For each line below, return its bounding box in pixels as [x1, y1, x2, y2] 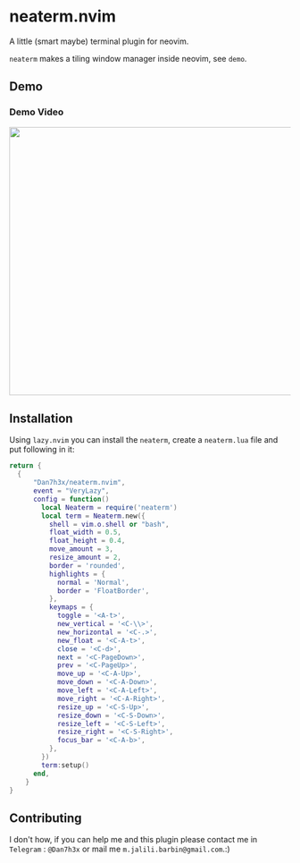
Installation [9, 411, 73, 427]
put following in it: [9, 444, 75, 455]
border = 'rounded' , [48, 561, 126, 570]
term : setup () [41, 760, 90, 770]
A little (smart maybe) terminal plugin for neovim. [9, 36, 189, 47]
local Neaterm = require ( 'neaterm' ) [41, 503, 178, 512]
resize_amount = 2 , [48, 553, 122, 563]
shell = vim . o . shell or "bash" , [48, 520, 170, 529]
